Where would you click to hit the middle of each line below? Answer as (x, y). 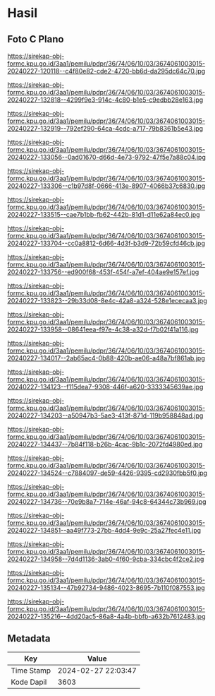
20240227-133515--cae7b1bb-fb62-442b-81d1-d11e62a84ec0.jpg (104, 214)
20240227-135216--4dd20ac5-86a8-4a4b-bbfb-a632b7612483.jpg (106, 617)
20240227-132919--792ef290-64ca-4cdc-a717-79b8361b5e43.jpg (105, 128)
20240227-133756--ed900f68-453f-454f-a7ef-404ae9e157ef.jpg (103, 272)
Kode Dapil (29, 682)
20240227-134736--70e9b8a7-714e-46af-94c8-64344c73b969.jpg (107, 502)
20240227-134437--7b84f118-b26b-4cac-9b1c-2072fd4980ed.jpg (105, 444)
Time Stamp (31, 671)
